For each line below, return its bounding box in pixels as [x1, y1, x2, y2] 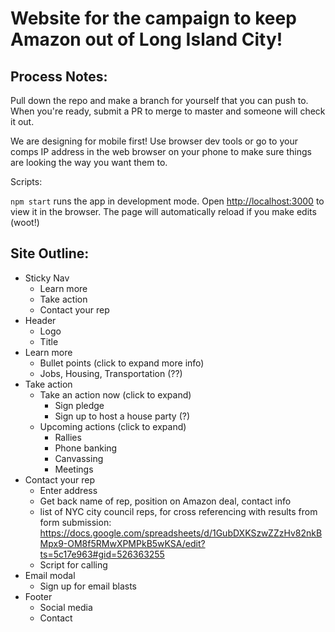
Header [24, 314, 57, 326]
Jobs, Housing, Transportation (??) [39, 367, 183, 379]
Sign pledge [54, 399, 105, 411]
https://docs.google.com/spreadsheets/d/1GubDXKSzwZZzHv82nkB [39, 527, 323, 539]
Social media [39, 601, 93, 613]
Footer [24, 590, 53, 602]
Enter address [39, 484, 98, 496]
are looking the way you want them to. [10, 157, 168, 168]
